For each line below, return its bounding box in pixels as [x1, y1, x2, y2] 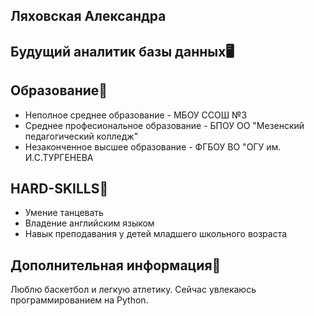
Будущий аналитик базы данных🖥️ [10, 43, 235, 60]
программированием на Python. [10, 294, 149, 306]
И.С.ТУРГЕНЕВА [24, 151, 94, 163]
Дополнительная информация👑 [10, 257, 222, 274]
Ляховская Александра [10, 8, 167, 25]
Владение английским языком [24, 217, 155, 229]
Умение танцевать [24, 207, 104, 219]
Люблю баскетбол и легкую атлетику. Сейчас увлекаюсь [10, 284, 257, 296]
